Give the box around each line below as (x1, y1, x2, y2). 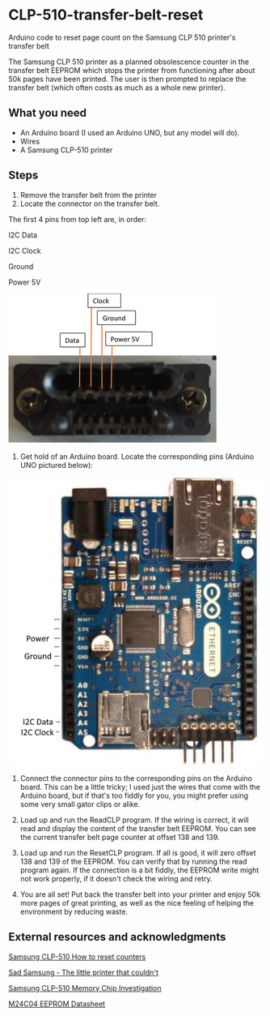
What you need (8, 106, 87, 120)
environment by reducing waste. (19, 907, 128, 916)
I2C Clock (8, 246, 42, 255)
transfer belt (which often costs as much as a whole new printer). (8, 83, 226, 92)
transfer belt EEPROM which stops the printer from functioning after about (8, 65, 255, 75)
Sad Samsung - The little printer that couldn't (8, 967, 159, 977)
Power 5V (8, 277, 41, 287)
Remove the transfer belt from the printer (19, 190, 158, 199)
